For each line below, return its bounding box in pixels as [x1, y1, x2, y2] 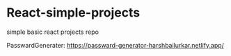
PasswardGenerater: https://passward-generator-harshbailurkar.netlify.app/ [6, 41, 224, 49]
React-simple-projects [6, 5, 141, 21]
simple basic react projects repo [6, 28, 99, 36]
